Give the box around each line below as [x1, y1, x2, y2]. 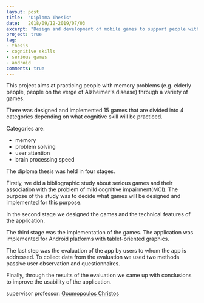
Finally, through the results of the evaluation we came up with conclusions [6, 271, 192, 279]
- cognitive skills [6, 49, 56, 55]
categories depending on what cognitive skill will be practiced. [6, 113, 163, 120]
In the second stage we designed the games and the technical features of [6, 211, 191, 218]
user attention [15, 149, 50, 157]
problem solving [15, 143, 56, 151]
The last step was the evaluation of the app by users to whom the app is [6, 247, 187, 254]
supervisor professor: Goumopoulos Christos [6, 290, 120, 298]
